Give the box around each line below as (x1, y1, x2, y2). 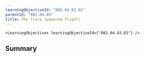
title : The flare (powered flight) (5, 17, 81, 22)
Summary (5, 44, 37, 53)
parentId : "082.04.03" (5, 12, 53, 17)
